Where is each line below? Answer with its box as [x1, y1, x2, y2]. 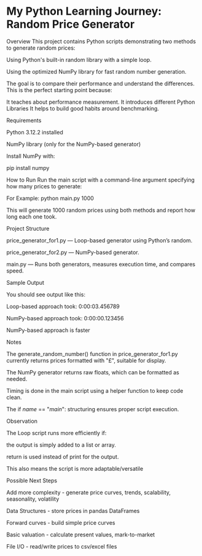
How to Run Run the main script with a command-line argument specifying [6, 176, 195, 183]
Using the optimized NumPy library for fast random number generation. [6, 68, 187, 75]
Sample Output [6, 279, 45, 286]
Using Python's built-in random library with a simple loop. [6, 56, 152, 63]
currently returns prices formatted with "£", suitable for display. [6, 357, 166, 364]
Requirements [6, 117, 42, 124]
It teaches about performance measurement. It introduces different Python [6, 98, 195, 106]
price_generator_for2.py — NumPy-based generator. [6, 249, 139, 256]
